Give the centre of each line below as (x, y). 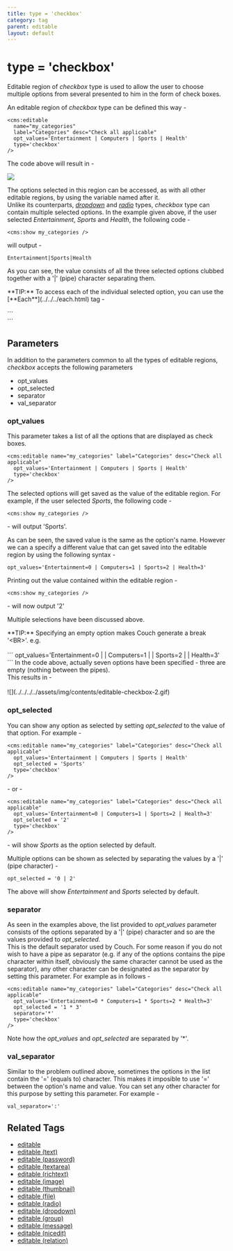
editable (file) (36, 1196)
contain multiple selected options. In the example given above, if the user (112, 212)
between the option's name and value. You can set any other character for (114, 1086)
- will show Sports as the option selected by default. (82, 845)
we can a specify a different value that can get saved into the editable (107, 547)
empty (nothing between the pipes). (58, 670)
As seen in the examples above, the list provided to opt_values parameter (112, 924)
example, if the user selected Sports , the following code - (89, 501)
